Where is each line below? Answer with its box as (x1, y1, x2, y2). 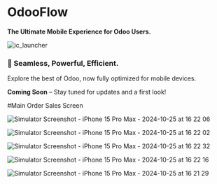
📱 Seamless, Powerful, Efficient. (7, 58, 119, 68)
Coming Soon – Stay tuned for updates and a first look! (7, 88, 167, 97)
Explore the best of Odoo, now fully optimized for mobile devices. (7, 74, 197, 83)
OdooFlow (7, 4, 69, 20)
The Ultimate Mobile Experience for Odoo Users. (7, 27, 152, 36)
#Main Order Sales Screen (7, 101, 83, 110)
